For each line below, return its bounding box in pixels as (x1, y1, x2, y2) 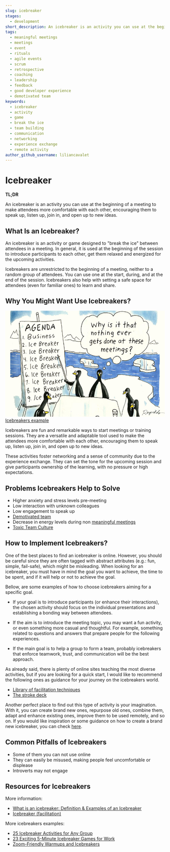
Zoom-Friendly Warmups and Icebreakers (12, 841, 100, 847)
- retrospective (10, 67, 44, 72)
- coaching (10, 72, 33, 77)
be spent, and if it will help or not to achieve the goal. (5, 574, 116, 580)
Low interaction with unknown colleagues (12, 503, 100, 509)
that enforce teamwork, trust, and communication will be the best (12, 651, 149, 657)
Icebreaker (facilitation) (12, 810, 62, 817)
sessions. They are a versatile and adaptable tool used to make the (5, 433, 145, 439)
